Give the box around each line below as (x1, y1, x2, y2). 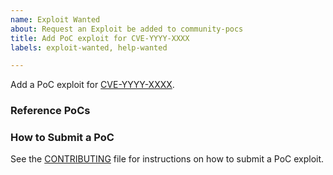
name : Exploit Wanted (10, 14, 101, 25)
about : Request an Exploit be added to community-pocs (10, 24, 244, 34)
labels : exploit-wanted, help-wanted (10, 42, 168, 53)
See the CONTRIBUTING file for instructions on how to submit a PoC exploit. (10, 153, 325, 165)
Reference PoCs (10, 104, 91, 118)
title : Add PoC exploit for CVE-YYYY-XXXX (10, 33, 190, 43)
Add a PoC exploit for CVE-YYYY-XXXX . (10, 79, 175, 91)
